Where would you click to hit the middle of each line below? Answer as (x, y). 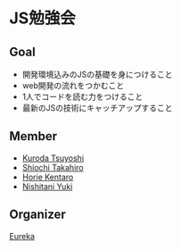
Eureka (22, 236)
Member (33, 136)
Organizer (38, 215)
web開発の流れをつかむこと (73, 85)
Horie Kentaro (48, 177)
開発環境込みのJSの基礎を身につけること (97, 74)
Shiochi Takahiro (53, 167)
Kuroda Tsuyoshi (53, 158)
